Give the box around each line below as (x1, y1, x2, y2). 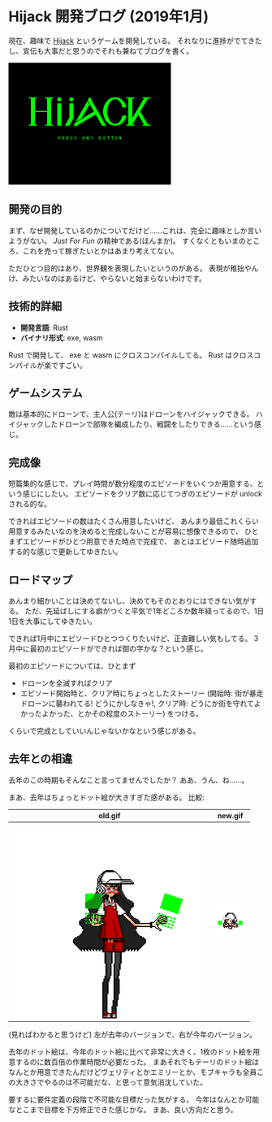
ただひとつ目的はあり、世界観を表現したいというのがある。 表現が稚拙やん (8, 263, 259, 273)
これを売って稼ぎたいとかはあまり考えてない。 (22, 245, 179, 256)
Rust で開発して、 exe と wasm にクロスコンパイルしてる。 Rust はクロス (8, 350, 254, 360)
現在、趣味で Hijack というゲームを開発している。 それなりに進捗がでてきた (8, 36, 262, 45)
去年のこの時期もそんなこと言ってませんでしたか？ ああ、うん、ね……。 (8, 775, 249, 785)
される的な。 (8, 499, 51, 509)
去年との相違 (8, 752, 73, 766)
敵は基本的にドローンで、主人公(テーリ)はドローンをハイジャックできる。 (8, 409, 254, 419)
